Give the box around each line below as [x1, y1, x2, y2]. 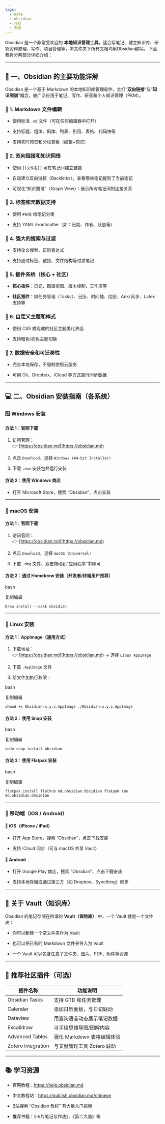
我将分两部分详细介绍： [5, 52, 53, 58]
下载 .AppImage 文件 [12, 664, 53, 670]
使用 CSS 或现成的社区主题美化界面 [12, 325, 84, 331]
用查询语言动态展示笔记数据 [54, 1015, 118, 1022]
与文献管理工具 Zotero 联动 [54, 1042, 116, 1049]
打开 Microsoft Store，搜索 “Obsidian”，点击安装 [12, 489, 111, 495]
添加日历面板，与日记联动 [54, 1005, 113, 1012]
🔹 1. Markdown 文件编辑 [5, 106, 62, 113]
